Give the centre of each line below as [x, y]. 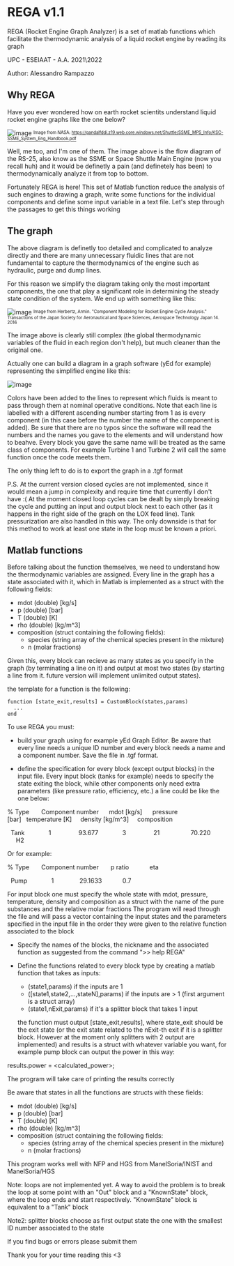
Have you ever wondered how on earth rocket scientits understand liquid [112, 112]
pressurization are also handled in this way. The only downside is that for [112, 521]
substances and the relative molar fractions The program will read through [114, 909]
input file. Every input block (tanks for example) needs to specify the [116, 776]
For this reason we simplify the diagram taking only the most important [109, 284]
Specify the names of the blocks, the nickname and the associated [113, 945]
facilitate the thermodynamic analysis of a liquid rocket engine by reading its [117, 38]
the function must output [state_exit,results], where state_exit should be [120, 1023]
